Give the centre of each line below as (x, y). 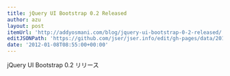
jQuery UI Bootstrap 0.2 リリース (53, 65)
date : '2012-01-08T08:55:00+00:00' (58, 45)
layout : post (26, 26)
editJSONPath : (27, 39)
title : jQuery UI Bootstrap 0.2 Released (67, 13)
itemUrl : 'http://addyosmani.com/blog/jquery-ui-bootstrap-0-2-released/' (116, 32)
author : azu (24, 20)
